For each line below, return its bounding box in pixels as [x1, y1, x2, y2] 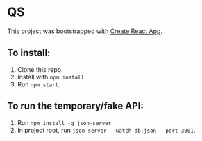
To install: [7, 47, 51, 59]
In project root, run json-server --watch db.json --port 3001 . [17, 126, 196, 134]
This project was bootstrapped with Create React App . [7, 27, 163, 35]
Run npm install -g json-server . [17, 118, 113, 126]
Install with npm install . [17, 73, 86, 81]
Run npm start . [17, 80, 60, 88]
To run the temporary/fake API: [7, 100, 144, 112]
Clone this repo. [17, 65, 63, 73]
